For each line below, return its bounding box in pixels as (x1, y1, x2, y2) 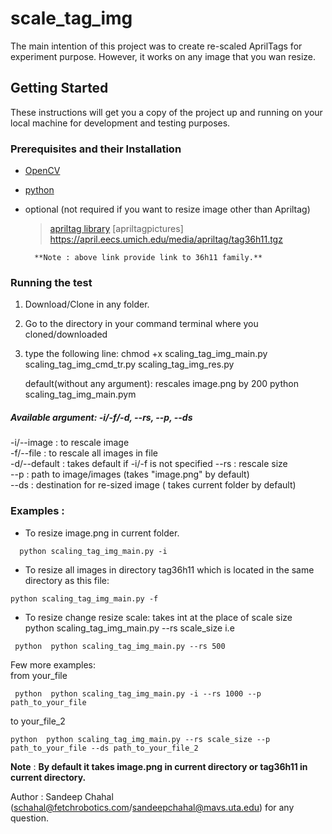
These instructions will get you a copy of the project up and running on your (10, 106, 323, 118)
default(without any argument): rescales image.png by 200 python (24, 378, 299, 390)
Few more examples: (10, 658, 96, 671)
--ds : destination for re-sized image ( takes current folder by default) (10, 479, 297, 491)
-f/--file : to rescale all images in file (10, 447, 158, 459)
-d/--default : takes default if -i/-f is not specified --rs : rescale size (10, 458, 288, 470)
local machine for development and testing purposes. (10, 117, 231, 129)
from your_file (10, 669, 68, 681)
